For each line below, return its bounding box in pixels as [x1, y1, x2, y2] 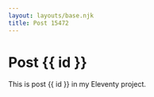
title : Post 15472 [8, 19, 69, 27]
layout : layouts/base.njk [8, 11, 94, 20]
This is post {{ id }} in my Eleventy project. [8, 80, 147, 89]
